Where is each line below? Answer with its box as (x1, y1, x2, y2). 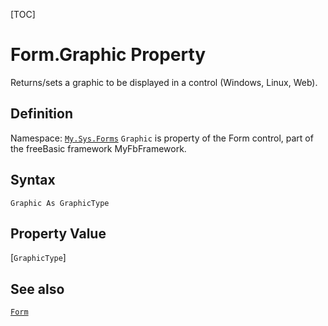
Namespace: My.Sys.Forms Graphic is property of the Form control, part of (10, 132, 314, 144)
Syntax (10, 172, 56, 189)
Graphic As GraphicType (10, 198, 110, 208)
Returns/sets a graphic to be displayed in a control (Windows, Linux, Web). (10, 76, 318, 88)
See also (10, 280, 65, 298)
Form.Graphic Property (10, 44, 207, 66)
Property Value (10, 225, 107, 242)
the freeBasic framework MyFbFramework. (10, 142, 187, 154)
